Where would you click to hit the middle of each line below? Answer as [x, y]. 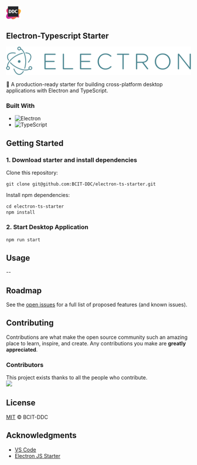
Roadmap [24, 291]
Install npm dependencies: [38, 195]
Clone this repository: [32, 173]
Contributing [30, 323]
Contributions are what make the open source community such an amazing [97, 337]
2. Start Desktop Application [47, 227]
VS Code [25, 449]
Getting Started [35, 143]
